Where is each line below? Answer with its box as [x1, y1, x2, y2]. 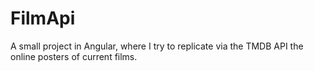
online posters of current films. [10, 50, 138, 62]
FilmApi [10, 7, 76, 30]
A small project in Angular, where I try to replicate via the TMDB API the [10, 40, 304, 52]
